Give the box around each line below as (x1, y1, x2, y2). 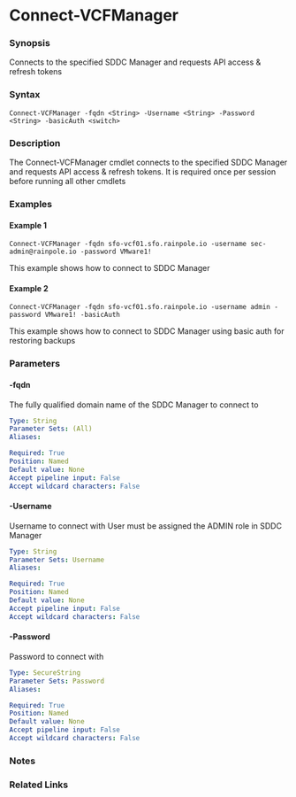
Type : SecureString (9, 668, 81, 677)
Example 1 (9, 220, 47, 230)
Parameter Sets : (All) (9, 424, 93, 434)
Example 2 (9, 282, 49, 293)
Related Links (9, 778, 69, 791)
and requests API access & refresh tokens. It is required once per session (9, 166, 277, 177)
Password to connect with (9, 651, 104, 662)
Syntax (9, 89, 41, 101)
